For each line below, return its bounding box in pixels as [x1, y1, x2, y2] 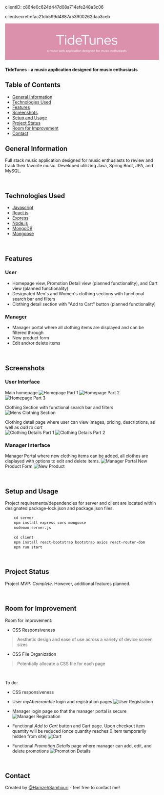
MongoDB [12, 226, 33, 231]
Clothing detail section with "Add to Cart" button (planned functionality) [12, 301, 156, 307]
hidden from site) [12, 733, 47, 739]
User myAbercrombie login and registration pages [12, 698, 113, 704]
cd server [14, 515, 34, 520]
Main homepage [5, 389, 38, 395]
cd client [14, 535, 34, 540]
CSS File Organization [12, 651, 57, 657]
